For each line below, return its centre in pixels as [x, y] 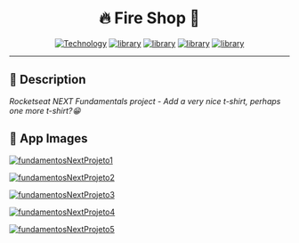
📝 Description [48, 80]
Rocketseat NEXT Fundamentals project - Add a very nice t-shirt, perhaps [145, 101]
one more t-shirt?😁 [45, 110]
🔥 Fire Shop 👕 [149, 18]
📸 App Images [48, 138]
